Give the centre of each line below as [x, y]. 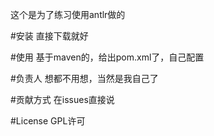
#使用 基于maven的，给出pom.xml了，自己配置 [107, 57]
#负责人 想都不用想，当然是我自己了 [84, 78]
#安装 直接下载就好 [49, 36]
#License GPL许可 [48, 121]
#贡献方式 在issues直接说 [62, 99]
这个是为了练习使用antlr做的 [68, 14]
